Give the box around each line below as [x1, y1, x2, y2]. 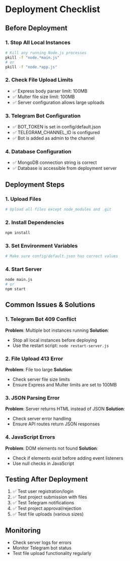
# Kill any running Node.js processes [5, 50, 87, 55]
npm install [5, 230, 30, 236]
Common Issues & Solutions [5, 300, 95, 309]
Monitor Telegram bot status [12, 545, 72, 551]
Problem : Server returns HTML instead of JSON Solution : [5, 406, 125, 412]
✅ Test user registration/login [12, 488, 74, 494]
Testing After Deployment [5, 475, 88, 484]
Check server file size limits [12, 376, 70, 382]
